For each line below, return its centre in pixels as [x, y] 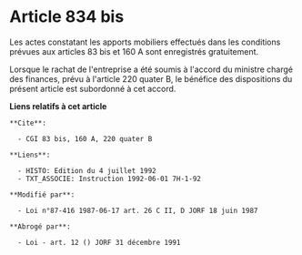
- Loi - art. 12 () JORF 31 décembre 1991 [99, 242]
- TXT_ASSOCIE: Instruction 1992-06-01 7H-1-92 [110, 178]
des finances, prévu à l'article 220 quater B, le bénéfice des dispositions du [151, 78]
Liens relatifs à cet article [58, 106]
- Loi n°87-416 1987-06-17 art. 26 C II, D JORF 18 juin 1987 [138, 210]
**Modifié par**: [42, 194]
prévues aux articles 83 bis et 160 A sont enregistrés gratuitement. [134, 51]
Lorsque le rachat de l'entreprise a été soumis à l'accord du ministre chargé [151, 69]
